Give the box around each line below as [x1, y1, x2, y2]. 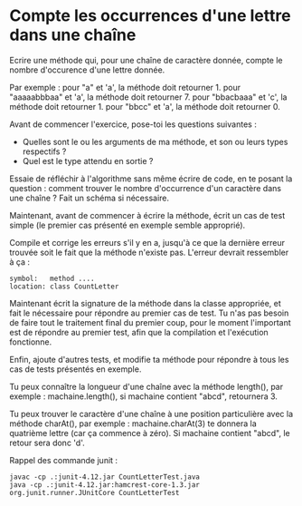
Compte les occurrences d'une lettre [9, 5, 291, 26]
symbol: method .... [9, 274, 95, 283]
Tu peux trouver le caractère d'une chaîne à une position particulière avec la [9, 408, 294, 419]
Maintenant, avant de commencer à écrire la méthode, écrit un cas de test [9, 209, 286, 220]
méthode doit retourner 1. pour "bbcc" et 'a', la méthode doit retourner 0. [9, 101, 280, 112]
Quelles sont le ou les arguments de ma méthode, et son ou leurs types [22, 136, 288, 147]
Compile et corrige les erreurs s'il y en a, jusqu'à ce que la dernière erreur [9, 237, 286, 248]
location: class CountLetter [9, 282, 119, 291]
